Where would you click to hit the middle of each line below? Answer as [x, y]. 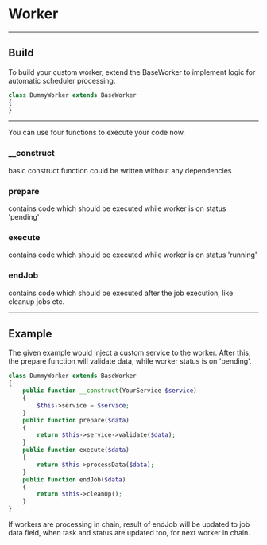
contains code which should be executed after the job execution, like [121, 293]
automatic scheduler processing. [62, 80]
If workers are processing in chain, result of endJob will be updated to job [129, 524]
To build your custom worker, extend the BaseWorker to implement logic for [132, 72]
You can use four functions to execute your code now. [97, 133]
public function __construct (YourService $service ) [110, 391]
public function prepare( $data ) [76, 420]
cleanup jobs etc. [37, 301]
